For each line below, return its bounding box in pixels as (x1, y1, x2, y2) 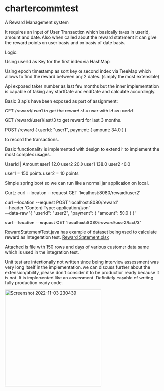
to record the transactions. (5, 136, 59, 142)
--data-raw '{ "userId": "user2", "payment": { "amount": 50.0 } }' (5, 210, 136, 216)
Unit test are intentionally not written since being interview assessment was (5, 259, 159, 265)
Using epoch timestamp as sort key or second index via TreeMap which (5, 68, 151, 74)
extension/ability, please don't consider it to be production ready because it (5, 269, 159, 275)
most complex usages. (5, 151, 51, 157)
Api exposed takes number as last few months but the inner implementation (5, 83, 159, 89)
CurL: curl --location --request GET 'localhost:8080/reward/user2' (5, 189, 141, 196)
